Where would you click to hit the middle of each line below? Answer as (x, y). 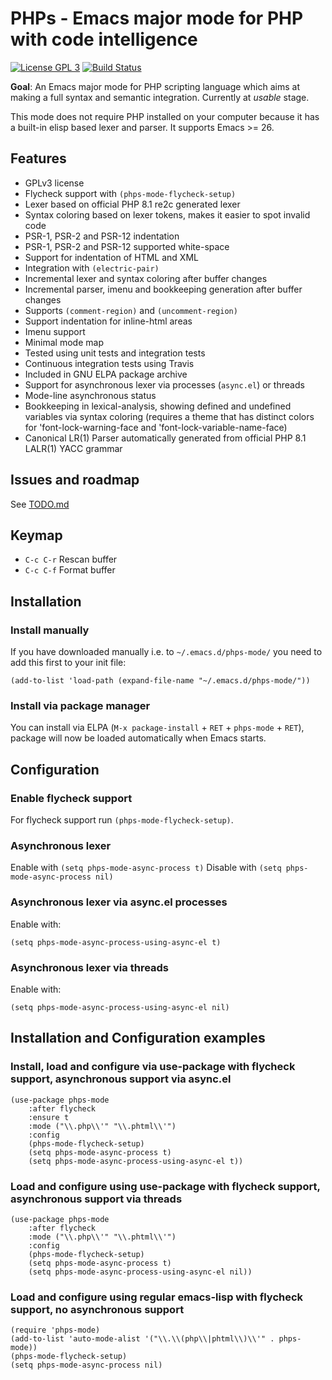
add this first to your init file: (68, 663)
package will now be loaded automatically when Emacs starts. (138, 738)
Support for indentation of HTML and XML (111, 257)
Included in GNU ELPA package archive (106, 374)
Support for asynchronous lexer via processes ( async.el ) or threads (164, 384)
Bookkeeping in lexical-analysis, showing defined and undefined (158, 406)
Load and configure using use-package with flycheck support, (165, 1186)
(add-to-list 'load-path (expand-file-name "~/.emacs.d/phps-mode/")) (160, 681)
